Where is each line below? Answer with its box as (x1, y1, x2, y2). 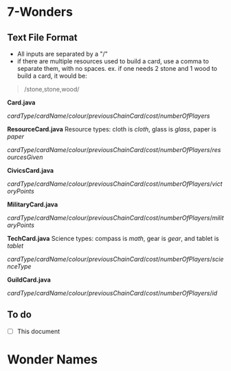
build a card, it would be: (16, 72, 87, 80)
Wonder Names (7, 352, 98, 368)
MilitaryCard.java (7, 200, 58, 209)
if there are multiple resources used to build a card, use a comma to (16, 57, 210, 65)
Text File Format (7, 32, 78, 43)
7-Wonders (7, 4, 74, 20)
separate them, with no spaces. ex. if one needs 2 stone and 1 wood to (16, 65, 218, 72)
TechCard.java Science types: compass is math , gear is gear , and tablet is (7, 235, 219, 242)
